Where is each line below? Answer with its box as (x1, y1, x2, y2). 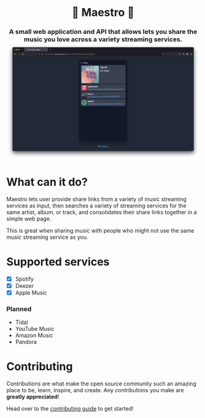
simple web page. (6, 215, 52, 222)
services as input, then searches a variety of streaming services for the (6, 202, 187, 209)
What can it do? (6, 175, 88, 189)
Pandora (15, 338, 37, 346)
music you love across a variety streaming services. (23, 35, 183, 44)
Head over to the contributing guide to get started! (6, 405, 134, 412)
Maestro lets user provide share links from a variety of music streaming (6, 195, 187, 203)
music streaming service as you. (6, 233, 88, 241)
